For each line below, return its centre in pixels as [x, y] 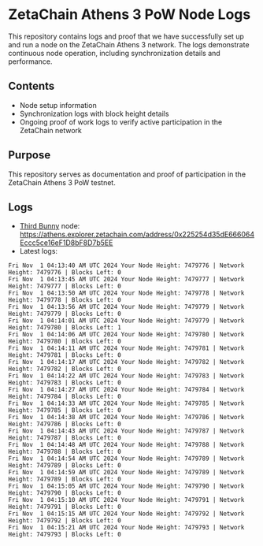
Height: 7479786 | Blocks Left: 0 [65, 424]
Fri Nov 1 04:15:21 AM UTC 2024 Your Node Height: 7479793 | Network [126, 528]
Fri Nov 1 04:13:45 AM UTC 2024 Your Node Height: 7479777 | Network [126, 280]
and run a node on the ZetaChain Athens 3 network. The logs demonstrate [129, 44]
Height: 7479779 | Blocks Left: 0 [65, 314]
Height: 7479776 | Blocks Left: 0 [65, 273]
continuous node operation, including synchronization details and [114, 53]
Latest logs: [38, 251]
